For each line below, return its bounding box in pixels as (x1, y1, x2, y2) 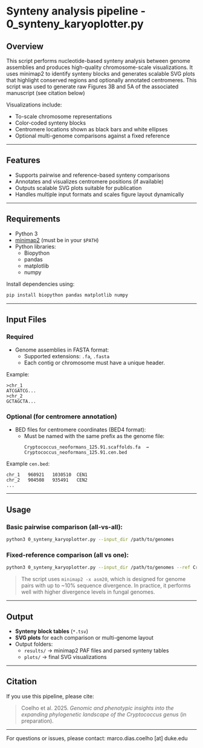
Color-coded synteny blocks (14, 119, 86, 126)
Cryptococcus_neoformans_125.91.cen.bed (24, 450, 127, 456)
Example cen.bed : (6, 460, 50, 467)
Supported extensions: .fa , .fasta (24, 353, 110, 360)
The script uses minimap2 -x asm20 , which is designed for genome (21, 576, 186, 583)
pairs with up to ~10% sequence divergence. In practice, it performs (21, 582, 192, 589)
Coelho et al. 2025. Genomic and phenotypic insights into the (21, 704, 174, 712)
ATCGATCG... (6, 388, 36, 394)
